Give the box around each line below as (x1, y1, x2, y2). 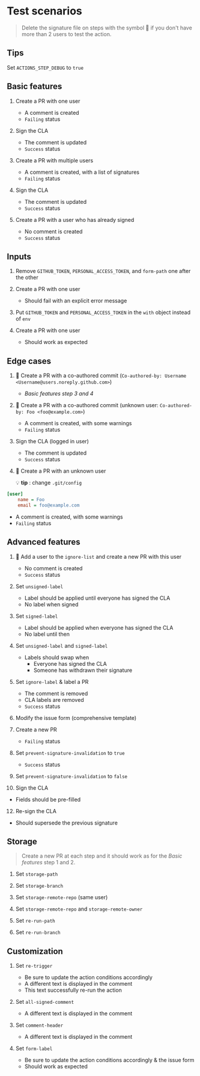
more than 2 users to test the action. (21, 30, 112, 37)
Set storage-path (15, 870, 58, 878)
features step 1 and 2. (21, 859, 76, 866)
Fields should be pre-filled (15, 796, 81, 803)
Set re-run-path (15, 917, 56, 924)
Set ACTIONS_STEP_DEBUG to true (7, 64, 83, 71)
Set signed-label (15, 612, 58, 619)
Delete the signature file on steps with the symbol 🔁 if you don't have (21, 24, 193, 31)
